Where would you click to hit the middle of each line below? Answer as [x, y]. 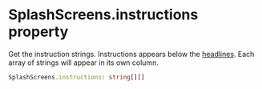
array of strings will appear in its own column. [83, 63]
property [38, 32]
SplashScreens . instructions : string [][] [77, 77]
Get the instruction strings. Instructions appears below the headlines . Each [131, 54]
